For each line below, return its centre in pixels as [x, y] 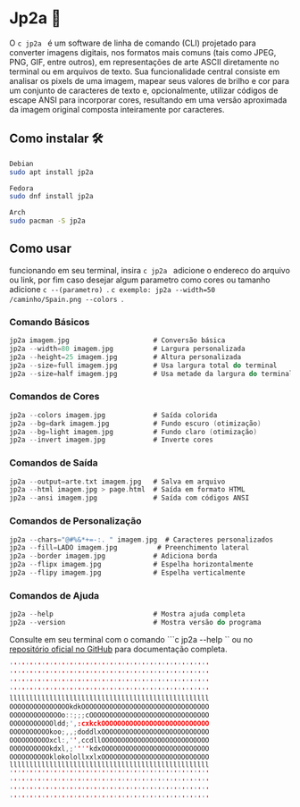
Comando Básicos [50, 322]
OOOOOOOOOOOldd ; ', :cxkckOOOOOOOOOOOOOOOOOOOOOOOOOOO [109, 724]
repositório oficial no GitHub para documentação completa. [118, 649]
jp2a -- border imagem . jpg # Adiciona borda [113, 556]
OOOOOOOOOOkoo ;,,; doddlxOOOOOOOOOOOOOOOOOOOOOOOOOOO [109, 732]
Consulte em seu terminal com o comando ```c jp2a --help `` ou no [131, 639]
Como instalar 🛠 [56, 139]
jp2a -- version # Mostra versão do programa [135, 623]
